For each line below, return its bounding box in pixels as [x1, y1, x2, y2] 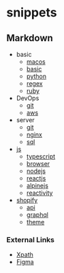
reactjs [26, 174, 46, 182]
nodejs [26, 167, 46, 175]
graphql [26, 211, 49, 219]
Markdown [6, 32, 54, 44]
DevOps [16, 94, 39, 102]
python [26, 72, 47, 80]
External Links [6, 235, 55, 244]
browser [26, 160, 50, 167]
